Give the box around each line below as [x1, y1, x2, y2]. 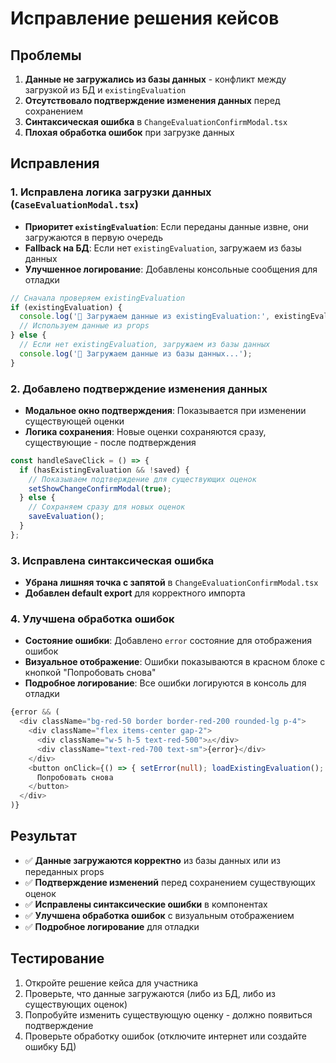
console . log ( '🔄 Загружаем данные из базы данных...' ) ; [19, 348, 253, 359]
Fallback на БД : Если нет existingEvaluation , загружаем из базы [24, 242, 302, 254]
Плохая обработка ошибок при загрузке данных [24, 127, 235, 138]
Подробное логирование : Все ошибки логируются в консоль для [24, 677, 307, 689]
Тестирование [10, 950, 105, 967]
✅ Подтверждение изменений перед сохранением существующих [24, 876, 316, 888]
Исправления [10, 155, 100, 172]
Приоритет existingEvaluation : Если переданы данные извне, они [24, 220, 309, 232]
